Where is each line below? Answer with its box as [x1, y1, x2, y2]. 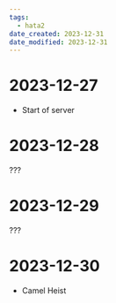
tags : [9, 12, 29, 22]
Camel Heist [21, 285, 67, 296]
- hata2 [17, 21, 46, 30]
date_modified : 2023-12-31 [9, 37, 108, 47]
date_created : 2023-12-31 [9, 29, 104, 38]
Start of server [21, 105, 75, 116]
